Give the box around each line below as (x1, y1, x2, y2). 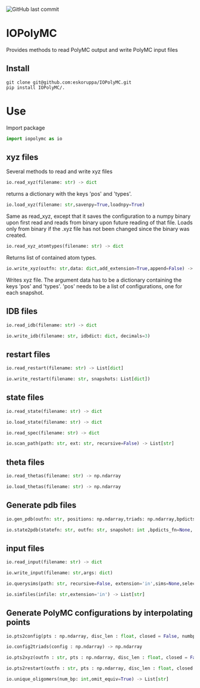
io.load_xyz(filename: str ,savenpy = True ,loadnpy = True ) (6, 202, 145, 208)
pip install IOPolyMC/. (6, 84, 65, 91)
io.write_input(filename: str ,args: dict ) (6, 570, 113, 576)
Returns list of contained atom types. (6, 254, 97, 261)
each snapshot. (6, 289, 45, 296)
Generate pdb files (6, 500, 77, 510)
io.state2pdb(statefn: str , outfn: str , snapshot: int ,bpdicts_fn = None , (6, 527, 193, 533)
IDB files (6, 306, 38, 316)
